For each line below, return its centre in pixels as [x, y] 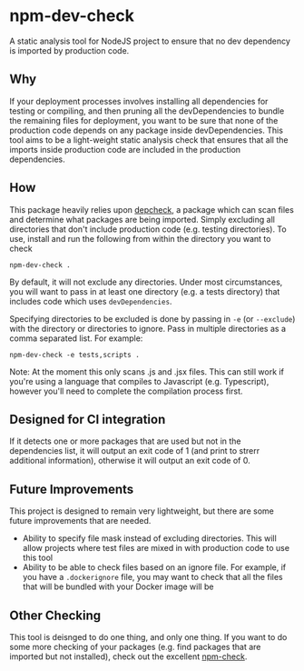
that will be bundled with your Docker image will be [118, 586]
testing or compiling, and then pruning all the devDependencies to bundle [147, 111]
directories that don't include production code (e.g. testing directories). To [148, 229]
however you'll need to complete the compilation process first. [126, 391]
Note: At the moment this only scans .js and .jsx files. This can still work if [147, 371]
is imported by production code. [69, 50]
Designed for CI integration [88, 419]
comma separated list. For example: [76, 338]
